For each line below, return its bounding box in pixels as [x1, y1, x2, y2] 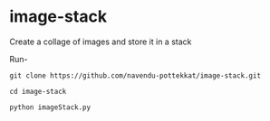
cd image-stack [9, 87, 67, 96]
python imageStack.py [9, 102, 92, 112]
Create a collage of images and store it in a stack [9, 36, 192, 47]
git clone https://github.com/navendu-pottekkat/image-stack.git [9, 70, 261, 80]
